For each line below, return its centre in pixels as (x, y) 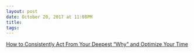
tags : (13, 28)
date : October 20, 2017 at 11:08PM (49, 17)
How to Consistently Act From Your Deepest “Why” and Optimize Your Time (97, 44)
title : (14, 22)
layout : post (22, 11)
